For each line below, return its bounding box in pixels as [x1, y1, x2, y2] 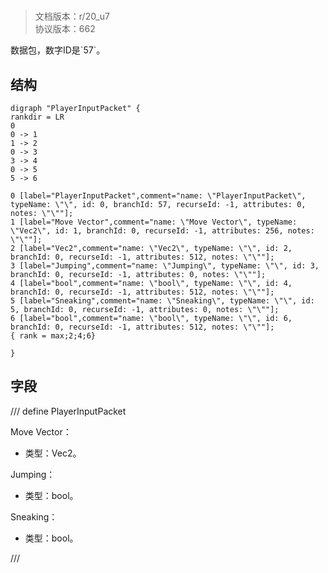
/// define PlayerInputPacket [10, 405, 127, 417]
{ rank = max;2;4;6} [10, 331, 97, 341]
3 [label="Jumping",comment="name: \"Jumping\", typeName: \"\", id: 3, [10, 261, 320, 271]
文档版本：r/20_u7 [34, 10, 110, 23]
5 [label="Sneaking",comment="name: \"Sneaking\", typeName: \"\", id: [10, 296, 315, 306]
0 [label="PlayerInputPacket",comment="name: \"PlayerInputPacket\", [10, 191, 307, 201]
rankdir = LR [10, 112, 65, 122]
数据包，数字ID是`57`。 [10, 44, 106, 56]
